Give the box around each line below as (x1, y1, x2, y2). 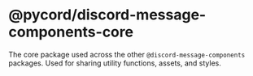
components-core (8, 23, 134, 41)
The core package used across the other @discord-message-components (8, 49, 246, 59)
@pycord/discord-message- (8, 6, 207, 24)
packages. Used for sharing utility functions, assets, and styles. (8, 58, 222, 68)
